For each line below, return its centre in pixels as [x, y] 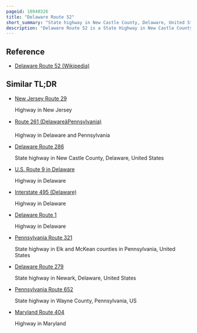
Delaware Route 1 [35, 214]
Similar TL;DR [31, 84]
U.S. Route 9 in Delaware [45, 169]
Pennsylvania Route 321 [43, 237]
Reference [26, 51]
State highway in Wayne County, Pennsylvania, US [76, 301]
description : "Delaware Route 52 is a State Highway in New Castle [90, 28]
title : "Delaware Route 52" [40, 17]
